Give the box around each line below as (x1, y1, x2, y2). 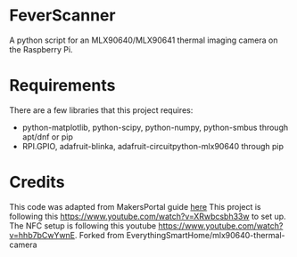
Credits (9, 173, 65, 192)
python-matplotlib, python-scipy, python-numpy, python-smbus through (21, 122, 289, 133)
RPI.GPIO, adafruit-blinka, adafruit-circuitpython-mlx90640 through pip (21, 141, 284, 151)
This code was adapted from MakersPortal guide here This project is (9, 201, 261, 212)
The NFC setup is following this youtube (9, 220, 157, 231)
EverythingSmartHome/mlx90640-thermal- (126, 229, 285, 240)
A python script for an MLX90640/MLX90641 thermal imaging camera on (9, 35, 278, 45)
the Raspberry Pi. (9, 44, 73, 54)
